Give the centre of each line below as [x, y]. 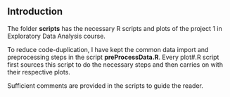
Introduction [35, 12]
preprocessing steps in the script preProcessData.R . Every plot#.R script [113, 57]
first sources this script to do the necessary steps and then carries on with [115, 64]
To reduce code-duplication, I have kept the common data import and [108, 49]
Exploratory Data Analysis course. [56, 36]
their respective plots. [39, 72]
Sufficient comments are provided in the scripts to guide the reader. [106, 85]
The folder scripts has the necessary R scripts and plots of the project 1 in [115, 28]
